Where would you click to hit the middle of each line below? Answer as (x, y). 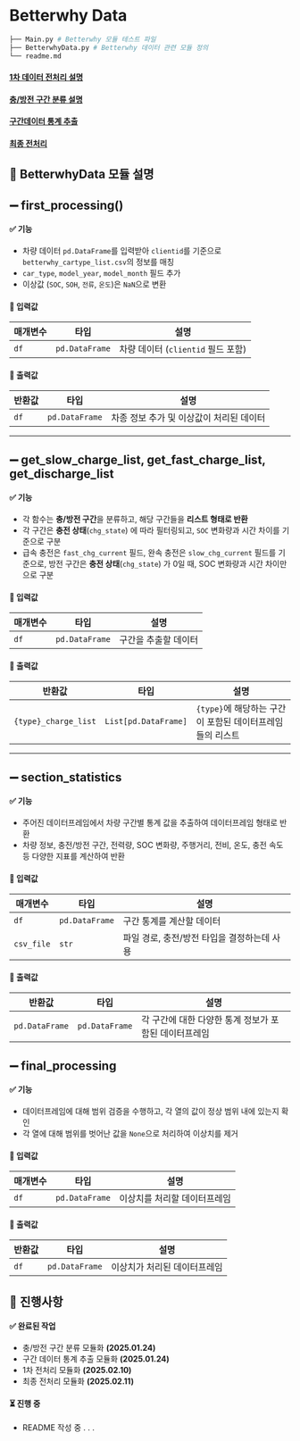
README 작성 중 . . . (58, 1428)
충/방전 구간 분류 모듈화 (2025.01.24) (89, 1347)
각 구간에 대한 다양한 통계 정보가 (205, 1020)
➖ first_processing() (67, 205)
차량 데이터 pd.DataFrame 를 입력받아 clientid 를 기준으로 (121, 250)
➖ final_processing (63, 1066)
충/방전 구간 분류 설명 (46, 99)
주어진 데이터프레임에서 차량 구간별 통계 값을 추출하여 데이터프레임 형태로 (150, 822)
